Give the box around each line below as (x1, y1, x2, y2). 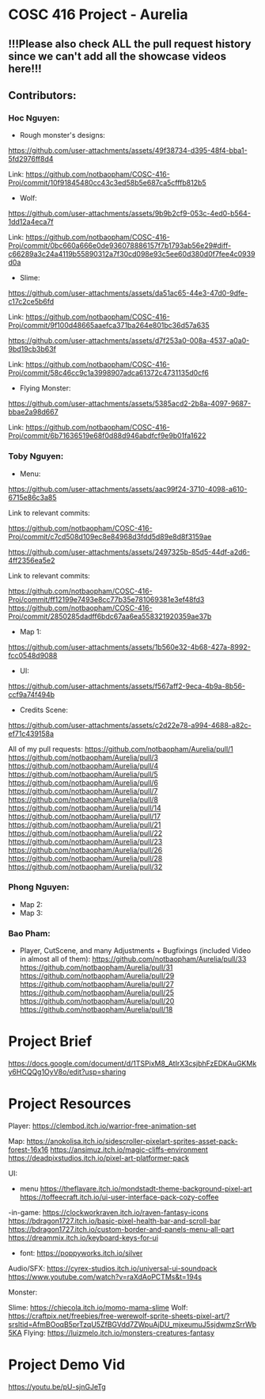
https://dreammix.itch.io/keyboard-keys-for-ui (8, 1233, 159, 1243)
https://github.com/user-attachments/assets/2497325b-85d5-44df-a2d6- (8, 547, 251, 556)
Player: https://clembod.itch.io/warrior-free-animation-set (8, 1121, 196, 1130)
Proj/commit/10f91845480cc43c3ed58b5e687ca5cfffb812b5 (8, 178, 207, 188)
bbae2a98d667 (8, 407, 59, 417)
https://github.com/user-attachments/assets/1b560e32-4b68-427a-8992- (8, 642, 251, 651)
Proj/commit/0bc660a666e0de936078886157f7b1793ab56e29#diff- (8, 241, 232, 250)
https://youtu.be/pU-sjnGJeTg (8, 1382, 106, 1391)
